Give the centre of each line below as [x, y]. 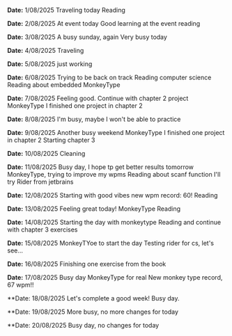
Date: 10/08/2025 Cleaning [46, 153]
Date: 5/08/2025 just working [50, 64]
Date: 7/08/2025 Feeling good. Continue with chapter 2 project [98, 98]
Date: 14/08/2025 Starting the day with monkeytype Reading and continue [114, 222]
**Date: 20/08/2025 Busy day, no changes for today [83, 325]
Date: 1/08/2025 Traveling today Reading [66, 10]
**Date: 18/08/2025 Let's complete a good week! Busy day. [93, 298]
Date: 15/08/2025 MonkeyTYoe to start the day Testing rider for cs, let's [111, 243]
